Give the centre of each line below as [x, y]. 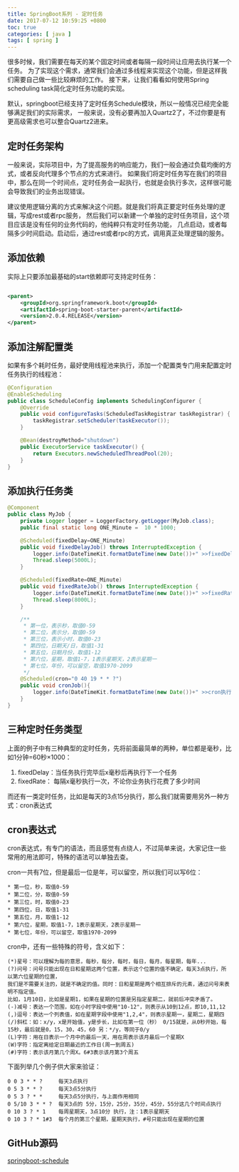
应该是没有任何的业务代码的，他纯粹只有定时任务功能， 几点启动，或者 [117, 224]
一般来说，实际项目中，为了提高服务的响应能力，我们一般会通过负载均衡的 [116, 164]
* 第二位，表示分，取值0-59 [59, 633]
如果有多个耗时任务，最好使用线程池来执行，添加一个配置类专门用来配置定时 [119, 365]
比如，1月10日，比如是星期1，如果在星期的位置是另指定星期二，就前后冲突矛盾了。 [112, 999]
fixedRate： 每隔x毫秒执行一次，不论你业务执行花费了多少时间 [109, 781]
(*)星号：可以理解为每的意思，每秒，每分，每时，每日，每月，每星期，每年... [107, 962]
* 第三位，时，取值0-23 [38, 902]
